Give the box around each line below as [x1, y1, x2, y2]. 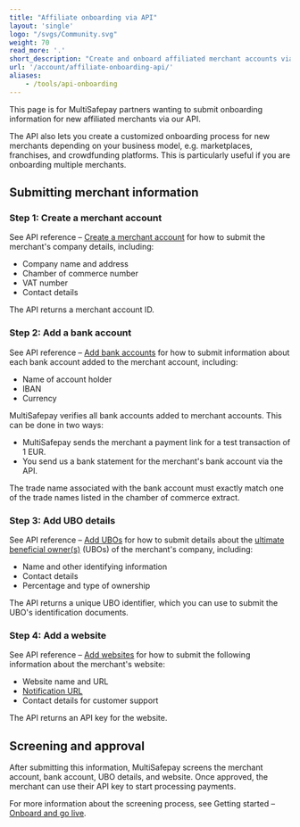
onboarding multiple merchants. [9, 159, 127, 170]
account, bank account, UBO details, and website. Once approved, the [9, 772, 269, 782]
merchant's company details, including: [9, 242, 154, 252]
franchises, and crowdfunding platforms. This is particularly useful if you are [9, 149, 291, 161]
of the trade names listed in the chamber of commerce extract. [9, 492, 240, 502]
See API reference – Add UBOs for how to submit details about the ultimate [9, 534, 285, 545]
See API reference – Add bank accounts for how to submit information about [9, 347, 290, 358]
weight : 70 [9, 37, 50, 47]
